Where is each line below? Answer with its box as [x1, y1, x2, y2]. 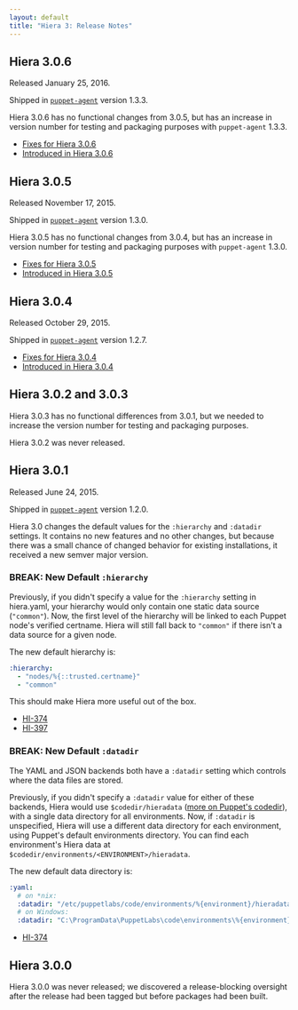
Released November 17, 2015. [9, 197, 117, 209]
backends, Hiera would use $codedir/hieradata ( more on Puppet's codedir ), [9, 801, 288, 812]
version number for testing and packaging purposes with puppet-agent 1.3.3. [9, 122, 288, 132]
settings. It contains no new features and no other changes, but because [9, 530, 275, 541]
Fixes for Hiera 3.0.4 [21, 352, 98, 362]
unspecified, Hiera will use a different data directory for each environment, [9, 820, 282, 831]
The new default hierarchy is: [9, 646, 116, 657]
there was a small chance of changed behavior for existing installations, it [9, 539, 278, 551]
